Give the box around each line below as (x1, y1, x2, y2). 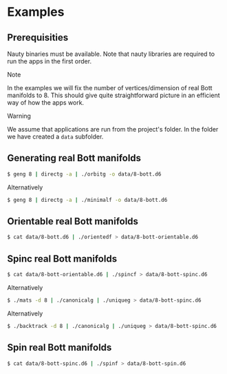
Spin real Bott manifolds (7, 342, 112, 353)
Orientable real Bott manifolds (7, 215, 139, 227)
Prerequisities (7, 32, 69, 43)
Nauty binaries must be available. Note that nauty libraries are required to (7, 50, 215, 58)
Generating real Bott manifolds (7, 152, 142, 164)
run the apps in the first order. (7, 57, 91, 65)
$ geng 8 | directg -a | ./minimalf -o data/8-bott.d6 (7, 196, 168, 203)
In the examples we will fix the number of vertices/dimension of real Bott (7, 84, 213, 92)
